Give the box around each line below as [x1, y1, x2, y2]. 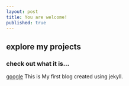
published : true [6, 20, 46, 26]
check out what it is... [6, 59, 70, 68]
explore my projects [6, 42, 82, 52]
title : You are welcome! [6, 14, 67, 20]
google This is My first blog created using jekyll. [6, 73, 123, 80]
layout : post [6, 8, 38, 15]
